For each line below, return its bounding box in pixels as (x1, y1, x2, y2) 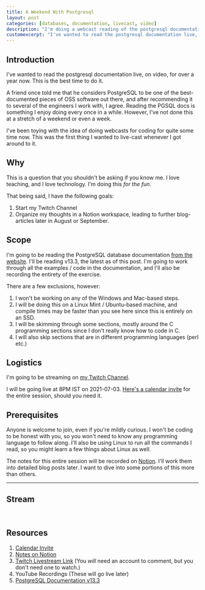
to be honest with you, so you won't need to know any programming (6, 433, 178, 440)
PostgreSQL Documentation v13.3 (15, 577, 100, 584)
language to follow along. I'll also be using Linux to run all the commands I (6, 439, 192, 447)
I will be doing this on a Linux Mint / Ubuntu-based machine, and (15, 301, 178, 308)
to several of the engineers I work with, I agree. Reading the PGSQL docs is (6, 102, 195, 109)
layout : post (6, 15, 40, 21)
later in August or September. (35, 217, 109, 224)
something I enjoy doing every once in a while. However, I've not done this (6, 108, 193, 116)
